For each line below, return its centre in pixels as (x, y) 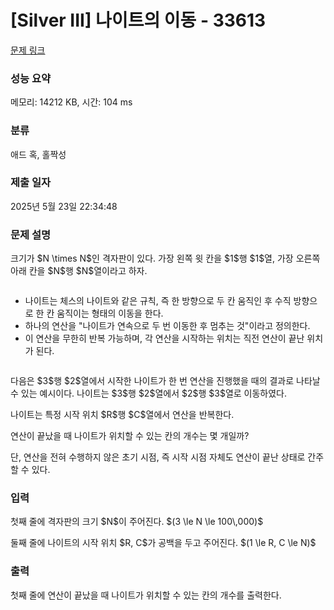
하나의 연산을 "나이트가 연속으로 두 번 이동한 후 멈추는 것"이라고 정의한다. (167, 326)
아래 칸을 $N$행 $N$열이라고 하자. (79, 271)
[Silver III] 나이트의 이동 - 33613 (138, 20)
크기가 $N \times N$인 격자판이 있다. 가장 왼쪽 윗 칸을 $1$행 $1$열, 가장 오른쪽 (165, 258)
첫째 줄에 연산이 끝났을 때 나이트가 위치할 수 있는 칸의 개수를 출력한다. (146, 595)
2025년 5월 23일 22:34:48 (64, 206)
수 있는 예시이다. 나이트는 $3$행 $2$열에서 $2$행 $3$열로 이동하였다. (149, 393)
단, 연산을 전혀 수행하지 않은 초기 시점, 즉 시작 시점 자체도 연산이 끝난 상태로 (158, 457)
